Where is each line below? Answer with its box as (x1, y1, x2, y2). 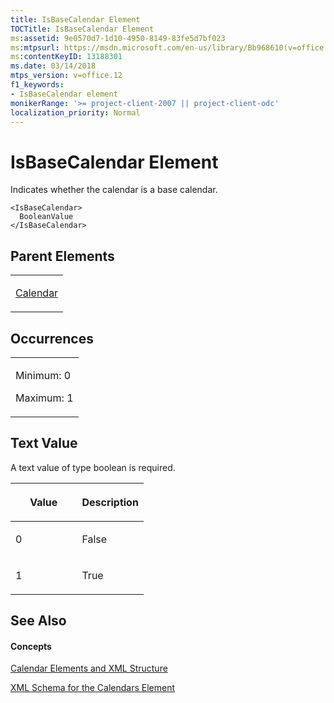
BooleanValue (19, 212, 74, 222)
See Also (10, 612, 67, 630)
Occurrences (10, 330, 94, 347)
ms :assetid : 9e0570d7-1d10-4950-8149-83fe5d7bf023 (10, 33, 226, 43)
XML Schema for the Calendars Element (10, 682, 176, 694)
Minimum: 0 (15, 368, 72, 382)
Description (81, 495, 139, 509)
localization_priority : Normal (10, 107, 141, 118)
